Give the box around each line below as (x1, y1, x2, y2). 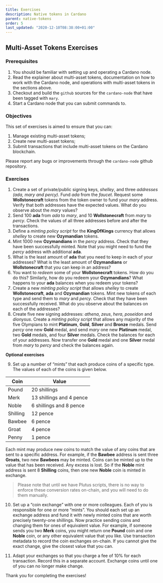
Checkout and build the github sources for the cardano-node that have (12, 90, 153, 96)
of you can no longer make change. (12, 563, 84, 569)
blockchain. (12, 149, 36, 154)
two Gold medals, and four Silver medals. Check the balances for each (12, 332, 155, 338)
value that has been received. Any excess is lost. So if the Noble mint (5, 462, 145, 468)
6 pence (31, 418, 51, 425)
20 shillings (31, 387, 58, 393)
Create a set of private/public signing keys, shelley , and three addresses (12, 187, 158, 193)
